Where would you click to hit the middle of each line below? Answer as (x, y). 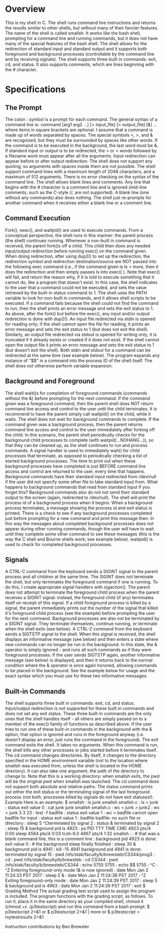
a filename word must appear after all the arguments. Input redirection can (80, 156)
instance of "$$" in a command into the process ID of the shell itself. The (79, 360)
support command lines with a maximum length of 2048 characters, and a (80, 171)
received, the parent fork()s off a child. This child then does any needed (78, 246)
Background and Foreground (50, 381)
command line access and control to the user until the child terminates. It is (81, 409)
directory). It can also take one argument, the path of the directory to (75, 771)
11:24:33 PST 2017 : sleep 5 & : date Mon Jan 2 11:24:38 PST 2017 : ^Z (76, 876)
